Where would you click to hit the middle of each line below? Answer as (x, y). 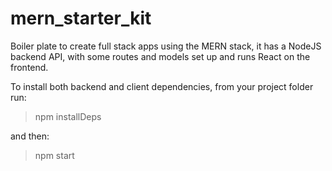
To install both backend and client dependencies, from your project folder (162, 86)
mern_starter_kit (81, 18)
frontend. (29, 67)
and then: (30, 136)
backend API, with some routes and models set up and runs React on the (160, 56)
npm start (54, 155)
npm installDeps (68, 116)
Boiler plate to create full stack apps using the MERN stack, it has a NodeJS (166, 46)
